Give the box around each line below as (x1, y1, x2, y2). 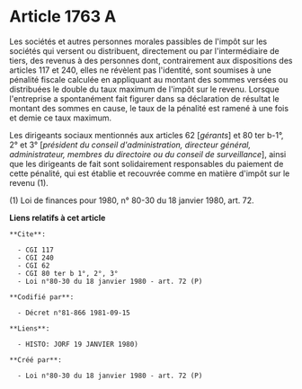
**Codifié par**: (9, 292, 75, 302)
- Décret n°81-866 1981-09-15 (17, 308, 130, 317)
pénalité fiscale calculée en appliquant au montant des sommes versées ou (9, 74, 289, 84)
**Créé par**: (9, 355, 63, 365)
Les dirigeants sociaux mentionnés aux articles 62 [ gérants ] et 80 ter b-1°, (9, 129, 284, 140)
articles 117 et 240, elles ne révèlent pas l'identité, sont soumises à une (9, 65, 271, 75)
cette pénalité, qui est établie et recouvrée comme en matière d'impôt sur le (9, 168, 290, 179)
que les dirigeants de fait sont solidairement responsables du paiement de (9, 158, 284, 169)
